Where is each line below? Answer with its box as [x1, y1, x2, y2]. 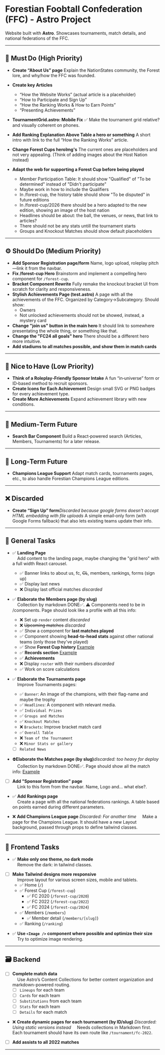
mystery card [19, 317, 47, 323]
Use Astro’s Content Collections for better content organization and [17, 976, 153, 982]
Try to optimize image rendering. [17, 936, 83, 942]
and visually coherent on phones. [12, 122, 80, 128]
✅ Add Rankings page [12, 793, 58, 799]
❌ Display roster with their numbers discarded [19, 661, 114, 666]
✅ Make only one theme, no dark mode [12, 856, 93, 862]
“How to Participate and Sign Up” [19, 97, 87, 103]
